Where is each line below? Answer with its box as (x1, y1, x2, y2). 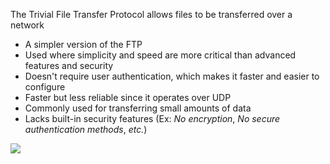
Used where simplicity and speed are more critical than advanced (24, 49, 297, 61)
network (10, 19, 45, 31)
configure (24, 81, 66, 93)
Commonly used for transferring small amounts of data (24, 102, 252, 114)
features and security (24, 60, 114, 71)
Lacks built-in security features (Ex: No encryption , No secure (24, 113, 281, 124)
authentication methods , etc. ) (24, 124, 148, 135)
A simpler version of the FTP (24, 39, 143, 50)
